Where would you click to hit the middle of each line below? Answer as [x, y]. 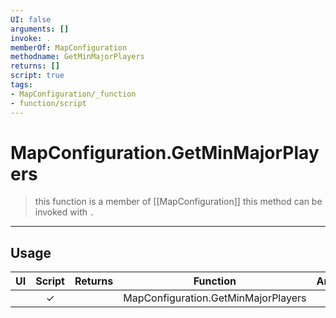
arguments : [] [40, 29]
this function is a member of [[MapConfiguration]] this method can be [178, 202]
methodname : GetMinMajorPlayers [77, 57]
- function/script [48, 103]
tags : [21, 85]
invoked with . [64, 212]
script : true [37, 76]
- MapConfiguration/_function [73, 94]
